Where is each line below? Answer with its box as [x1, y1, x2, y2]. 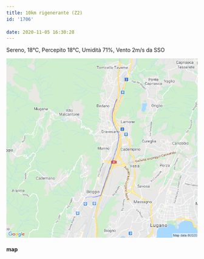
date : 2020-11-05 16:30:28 [6, 29, 75, 35]
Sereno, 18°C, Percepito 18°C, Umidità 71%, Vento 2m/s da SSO [6, 46, 165, 54]
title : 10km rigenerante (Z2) [6, 10, 83, 16]
